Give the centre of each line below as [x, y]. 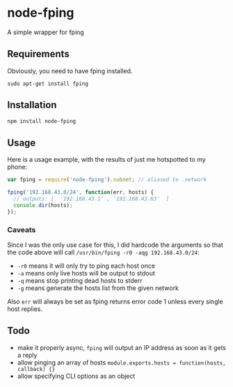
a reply [27, 355]
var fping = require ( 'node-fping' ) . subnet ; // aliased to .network [107, 180]
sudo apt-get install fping [48, 84]
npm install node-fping [42, 121]
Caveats [22, 229]
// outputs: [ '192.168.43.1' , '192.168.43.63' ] [91, 199]
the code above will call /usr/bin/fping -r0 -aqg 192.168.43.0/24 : [103, 252]
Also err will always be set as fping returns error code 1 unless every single [115, 301]
